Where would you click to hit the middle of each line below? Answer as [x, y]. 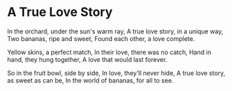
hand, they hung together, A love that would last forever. [87, 59]
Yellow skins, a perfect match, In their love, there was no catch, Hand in [109, 52]
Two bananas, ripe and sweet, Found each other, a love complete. [101, 38]
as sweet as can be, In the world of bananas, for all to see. [90, 80]
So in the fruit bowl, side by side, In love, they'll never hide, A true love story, [116, 73]
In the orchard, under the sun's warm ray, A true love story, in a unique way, [115, 31]
